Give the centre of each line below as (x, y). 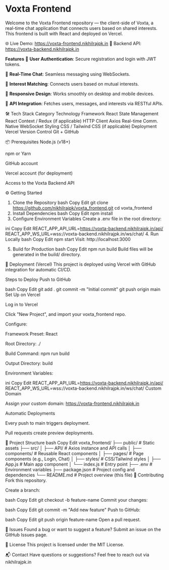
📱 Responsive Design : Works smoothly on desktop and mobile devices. (80, 94)
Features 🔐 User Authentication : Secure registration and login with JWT (81, 59)
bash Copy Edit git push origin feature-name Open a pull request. (73, 519)
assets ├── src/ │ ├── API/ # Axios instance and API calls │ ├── (74, 448)
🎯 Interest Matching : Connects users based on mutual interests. (72, 84)
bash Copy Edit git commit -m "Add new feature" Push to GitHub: (73, 510)
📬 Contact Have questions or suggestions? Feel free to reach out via (77, 554)
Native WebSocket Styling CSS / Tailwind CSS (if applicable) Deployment (81, 126)
